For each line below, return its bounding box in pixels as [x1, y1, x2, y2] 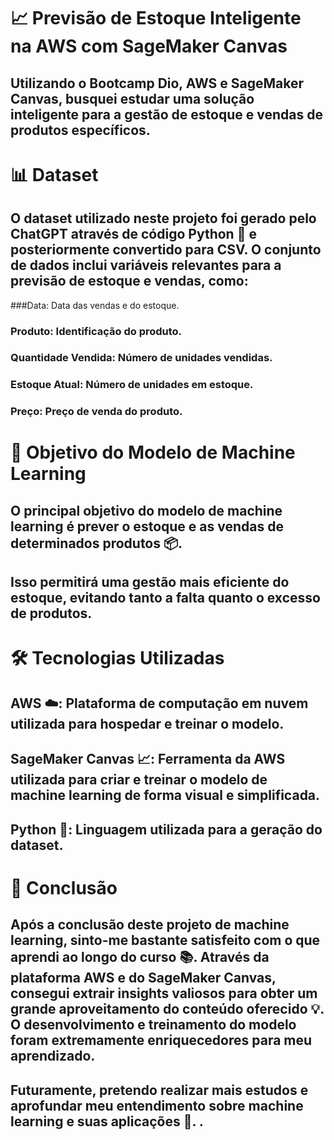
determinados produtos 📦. [10, 535, 183, 552]
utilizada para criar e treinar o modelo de [10, 771, 268, 789]
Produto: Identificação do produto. [10, 324, 183, 338]
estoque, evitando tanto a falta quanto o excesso [10, 590, 321, 607]
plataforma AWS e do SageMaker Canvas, [10, 970, 277, 987]
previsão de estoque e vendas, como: [10, 273, 249, 290]
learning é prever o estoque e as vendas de [10, 518, 284, 535]
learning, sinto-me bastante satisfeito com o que [10, 932, 321, 949]
